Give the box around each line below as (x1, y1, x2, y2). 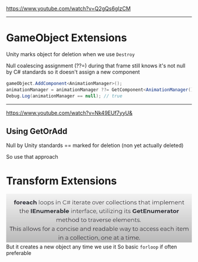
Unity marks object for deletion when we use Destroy (6, 50, 135, 58)
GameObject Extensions (6, 31, 127, 45)
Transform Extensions (6, 174, 117, 188)
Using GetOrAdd (6, 126, 68, 136)
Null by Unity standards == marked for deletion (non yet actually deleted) (6, 142, 184, 149)
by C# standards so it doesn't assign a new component (6, 68, 140, 76)
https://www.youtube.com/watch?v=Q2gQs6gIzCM (6, 5, 131, 12)
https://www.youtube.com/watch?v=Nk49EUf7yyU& (6, 109, 133, 116)
